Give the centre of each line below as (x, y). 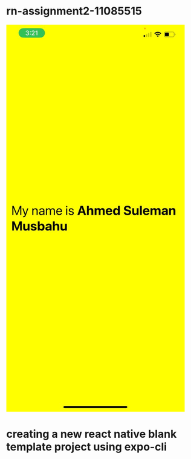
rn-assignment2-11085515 (74, 11)
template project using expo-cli (87, 447)
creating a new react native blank (92, 434)
